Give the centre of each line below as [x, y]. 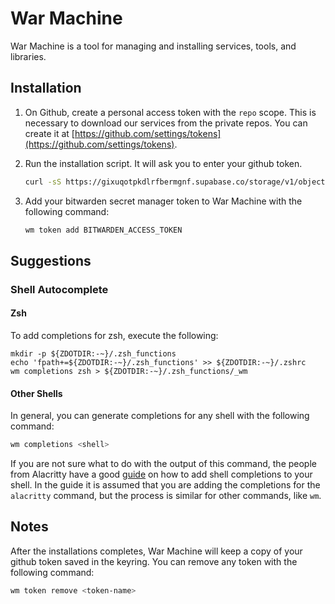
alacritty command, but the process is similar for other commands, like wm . [166, 496]
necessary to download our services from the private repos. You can [166, 123]
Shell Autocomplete [59, 289]
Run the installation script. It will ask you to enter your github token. [163, 163]
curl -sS [43, 182]
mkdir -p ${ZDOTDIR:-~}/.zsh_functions [93, 354]
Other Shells [36, 393]
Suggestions [51, 260]
